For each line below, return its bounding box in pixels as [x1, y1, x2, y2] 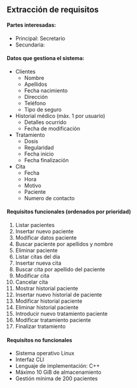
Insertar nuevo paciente [15, 228, 74, 235]
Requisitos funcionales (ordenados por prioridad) [7, 208, 131, 215]
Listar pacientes [15, 222, 55, 228]
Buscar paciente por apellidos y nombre [15, 241, 113, 247]
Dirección [24, 93, 48, 100]
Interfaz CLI [15, 356, 44, 363]
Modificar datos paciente [15, 234, 77, 241]
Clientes [15, 68, 36, 75]
